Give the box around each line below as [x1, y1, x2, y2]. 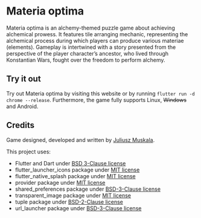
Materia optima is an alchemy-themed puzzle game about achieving [6, 24, 175, 31]
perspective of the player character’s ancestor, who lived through [6, 50, 169, 57]
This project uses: [6, 148, 51, 155]
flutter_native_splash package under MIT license [14, 172, 136, 179]
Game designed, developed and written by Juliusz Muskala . [6, 136, 155, 143]
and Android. [6, 103, 39, 110]
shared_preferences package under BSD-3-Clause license [14, 185, 161, 193]
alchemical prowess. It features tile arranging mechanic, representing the [6, 30, 188, 37]
